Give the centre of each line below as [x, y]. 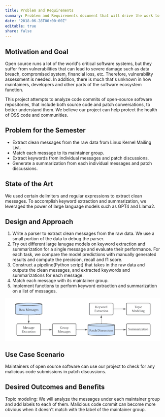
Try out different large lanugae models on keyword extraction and [79, 244]
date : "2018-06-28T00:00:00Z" [36, 21]
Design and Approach [39, 222]
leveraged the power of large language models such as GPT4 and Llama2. [80, 206]
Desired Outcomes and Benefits [55, 387]
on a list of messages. [34, 291]
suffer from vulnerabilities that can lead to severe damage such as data [77, 68]
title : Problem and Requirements [39, 10]
